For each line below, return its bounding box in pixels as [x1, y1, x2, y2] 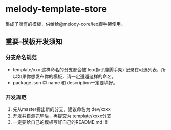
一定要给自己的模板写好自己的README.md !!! [12, 119, 108, 125]
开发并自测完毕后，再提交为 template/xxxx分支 [12, 113, 112, 119]
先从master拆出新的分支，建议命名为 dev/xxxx [12, 106, 111, 112]
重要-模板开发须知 [5, 37, 62, 46]
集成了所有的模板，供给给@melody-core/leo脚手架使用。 [5, 21, 125, 27]
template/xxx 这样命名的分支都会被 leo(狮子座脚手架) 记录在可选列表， [12, 66, 162, 72]
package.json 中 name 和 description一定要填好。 [12, 79, 118, 85]
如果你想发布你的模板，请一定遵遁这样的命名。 [17, 73, 116, 79]
